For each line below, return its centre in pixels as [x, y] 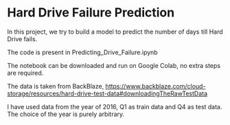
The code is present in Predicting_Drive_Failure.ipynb [82, 52]
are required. [25, 73]
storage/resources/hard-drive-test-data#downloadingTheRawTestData [107, 93]
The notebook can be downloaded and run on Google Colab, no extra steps [114, 65]
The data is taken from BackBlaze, [56, 86]
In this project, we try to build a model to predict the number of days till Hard [115, 32]
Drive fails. [22, 38]
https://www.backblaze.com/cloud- [156, 86]
